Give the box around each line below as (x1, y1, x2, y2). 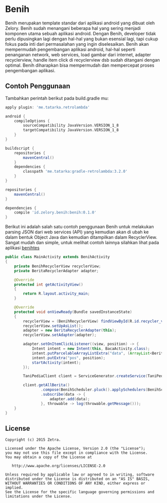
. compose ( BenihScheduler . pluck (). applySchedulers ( (40, 387, 148, 393)
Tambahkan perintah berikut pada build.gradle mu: (5, 95, 109, 101)
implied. (5, 485, 23, 491)
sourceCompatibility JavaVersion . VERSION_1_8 (23, 123, 119, 128)
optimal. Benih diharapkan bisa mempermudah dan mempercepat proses (5, 62, 155, 68)
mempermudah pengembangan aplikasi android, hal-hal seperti (5, 46, 136, 52)
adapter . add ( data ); (49, 397, 90, 402)
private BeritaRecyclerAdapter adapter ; (14, 268, 99, 273)
